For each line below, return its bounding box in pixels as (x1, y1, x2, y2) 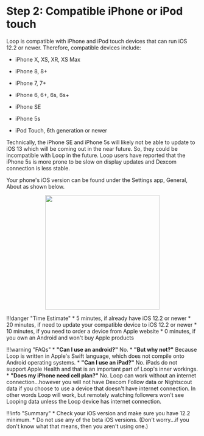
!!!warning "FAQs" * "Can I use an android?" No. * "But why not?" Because (6, 346, 197, 353)
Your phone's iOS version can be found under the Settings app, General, (6, 176, 188, 184)
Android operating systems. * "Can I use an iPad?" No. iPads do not (6, 358, 178, 366)
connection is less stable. (6, 164, 70, 172)
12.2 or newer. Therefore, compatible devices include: (6, 44, 141, 51)
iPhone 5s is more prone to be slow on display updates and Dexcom (6, 158, 177, 165)
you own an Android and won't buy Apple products (6, 334, 134, 341)
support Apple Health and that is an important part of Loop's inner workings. (6, 365, 198, 372)
